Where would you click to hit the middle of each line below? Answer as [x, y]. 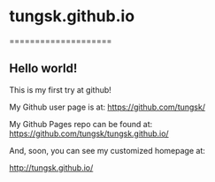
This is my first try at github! [61, 89]
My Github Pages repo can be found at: [81, 124]
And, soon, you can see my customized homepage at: [107, 150]
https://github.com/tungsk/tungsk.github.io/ [89, 133]
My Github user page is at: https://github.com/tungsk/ [107, 107]
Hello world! [43, 68]
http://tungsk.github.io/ [51, 167]
